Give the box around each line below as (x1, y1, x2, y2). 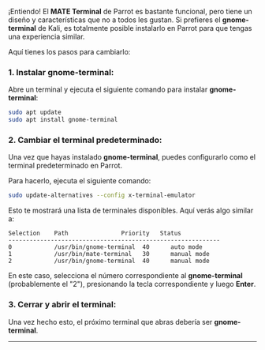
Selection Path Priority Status (8, 229, 181, 238)
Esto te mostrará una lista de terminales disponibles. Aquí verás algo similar (8, 205, 254, 216)
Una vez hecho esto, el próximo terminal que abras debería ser (8, 317, 213, 326)
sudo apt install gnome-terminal (8, 116, 118, 124)
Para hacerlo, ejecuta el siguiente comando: (8, 176, 151, 186)
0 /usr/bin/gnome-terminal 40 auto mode (8, 243, 203, 251)
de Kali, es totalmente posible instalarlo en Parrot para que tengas (38, 24, 252, 32)
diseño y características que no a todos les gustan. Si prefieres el (8, 15, 221, 24)
